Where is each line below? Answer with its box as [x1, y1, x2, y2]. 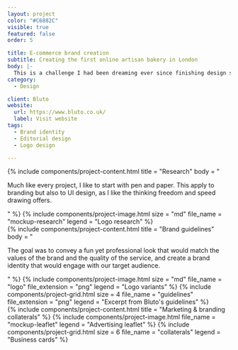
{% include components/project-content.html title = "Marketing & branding [7, 305, 225, 314]
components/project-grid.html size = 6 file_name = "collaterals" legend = [7, 328, 221, 337]
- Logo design [13, 141, 55, 149]
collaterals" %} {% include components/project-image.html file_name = [7, 313, 216, 322]
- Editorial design [13, 135, 72, 142]
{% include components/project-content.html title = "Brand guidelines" [7, 225, 215, 234]
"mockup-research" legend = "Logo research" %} [7, 217, 154, 226]
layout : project [7, 10, 55, 18]
